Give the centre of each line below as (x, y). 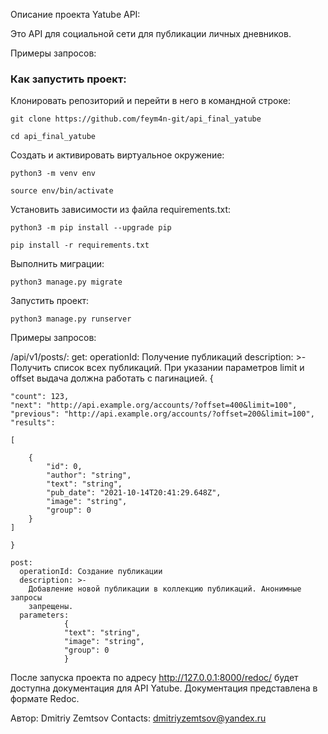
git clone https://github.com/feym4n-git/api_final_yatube (136, 119)
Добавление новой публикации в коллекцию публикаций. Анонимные (165, 589)
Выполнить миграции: (57, 264)
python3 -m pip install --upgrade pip (91, 228)
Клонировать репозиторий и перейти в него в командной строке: (150, 101)
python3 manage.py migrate (66, 282)
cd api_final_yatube (53, 137)
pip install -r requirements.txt (80, 245)
